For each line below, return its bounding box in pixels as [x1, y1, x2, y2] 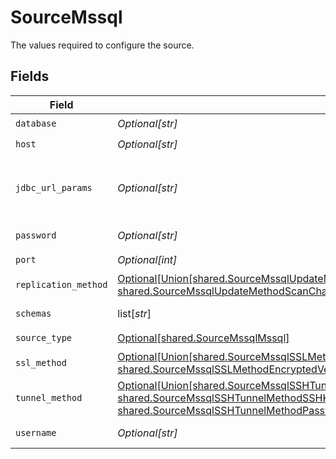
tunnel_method [15, 392, 83, 403]
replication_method [15, 279, 108, 290]
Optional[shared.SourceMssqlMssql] [117, 331, 290, 345]
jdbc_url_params [15, 182, 93, 193]
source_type [15, 332, 73, 344]
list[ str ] [117, 306, 152, 320]
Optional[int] [117, 253, 178, 267]
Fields [10, 68, 50, 85]
